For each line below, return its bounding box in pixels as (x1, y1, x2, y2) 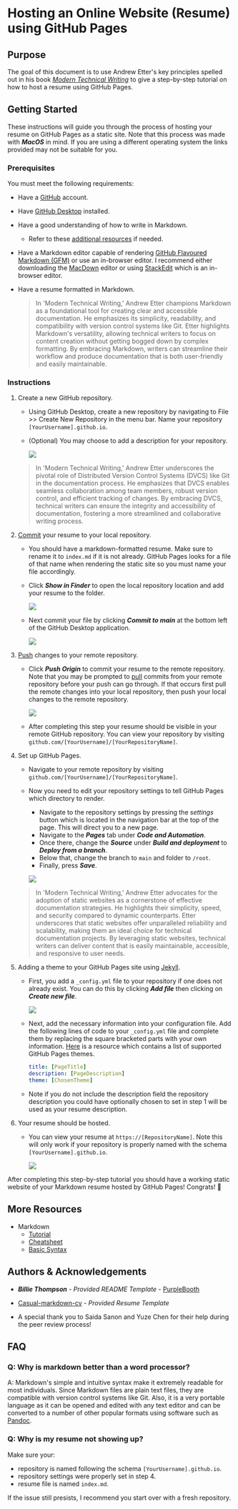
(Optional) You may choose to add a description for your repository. (28, 437, 228, 445)
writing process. (35, 517, 84, 526)
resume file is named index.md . (17, 1479, 109, 1488)
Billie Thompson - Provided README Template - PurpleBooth (17, 1285, 200, 1293)
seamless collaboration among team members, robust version (35, 487, 218, 495)
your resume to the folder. (28, 589, 105, 597)
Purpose (7, 49, 46, 61)
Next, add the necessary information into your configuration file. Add (28, 1020, 232, 1028)
